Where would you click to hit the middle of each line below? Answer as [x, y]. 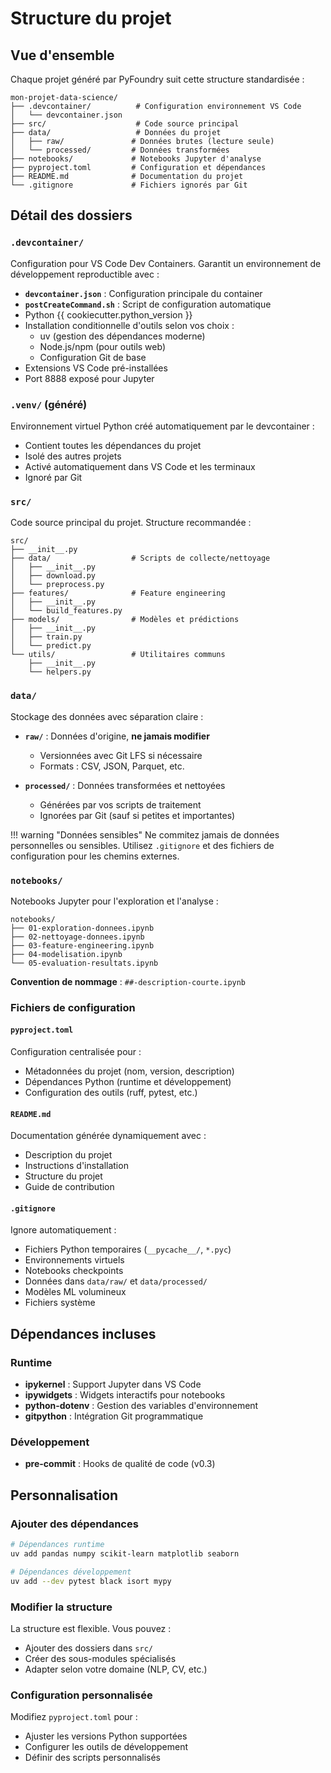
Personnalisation [64, 1495]
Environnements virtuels [74, 1260]
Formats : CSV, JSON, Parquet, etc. [112, 766]
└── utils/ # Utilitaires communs [118, 655]
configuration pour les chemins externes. [95, 856]
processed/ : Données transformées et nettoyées [125, 785]
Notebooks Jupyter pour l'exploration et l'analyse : [114, 901]
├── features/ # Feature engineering [118, 593]
